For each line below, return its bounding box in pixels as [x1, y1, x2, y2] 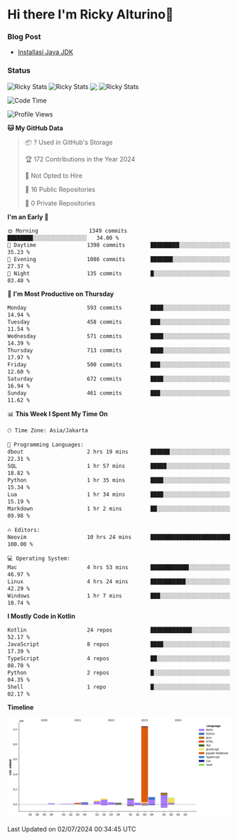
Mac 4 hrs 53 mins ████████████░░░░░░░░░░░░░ [7, 564, 231, 571]
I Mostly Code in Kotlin [7, 612, 76, 621]
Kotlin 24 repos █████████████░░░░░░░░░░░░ [7, 627, 231, 634]
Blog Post [7, 32, 41, 42]
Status [7, 65, 31, 75]
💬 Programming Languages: [7, 441, 84, 449]
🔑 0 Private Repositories [24, 199, 96, 208]
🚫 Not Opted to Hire [24, 171, 83, 180]
